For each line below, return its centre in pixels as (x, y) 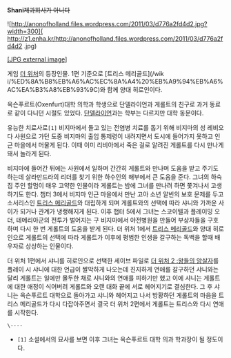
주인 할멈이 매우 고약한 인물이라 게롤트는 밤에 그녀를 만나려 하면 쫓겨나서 (112, 186)
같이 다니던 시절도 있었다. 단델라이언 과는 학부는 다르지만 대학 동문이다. (109, 113)
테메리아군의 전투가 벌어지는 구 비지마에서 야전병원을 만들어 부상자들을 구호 (118, 220)
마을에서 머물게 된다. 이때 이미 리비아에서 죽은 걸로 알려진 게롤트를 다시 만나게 (119, 145)
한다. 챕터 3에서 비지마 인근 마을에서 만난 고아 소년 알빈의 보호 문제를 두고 (124, 194)
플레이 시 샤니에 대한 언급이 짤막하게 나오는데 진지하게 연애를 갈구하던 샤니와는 (113, 269)
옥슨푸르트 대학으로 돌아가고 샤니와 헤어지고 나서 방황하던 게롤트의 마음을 (118, 295)
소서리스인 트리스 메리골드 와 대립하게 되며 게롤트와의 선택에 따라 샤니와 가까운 (112, 203)
